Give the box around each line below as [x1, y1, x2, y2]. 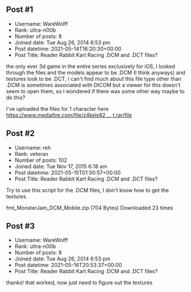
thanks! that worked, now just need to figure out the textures [6, 279, 153, 286]
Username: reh [14, 144, 51, 151]
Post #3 [6, 221, 35, 231]
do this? [6, 94, 25, 101]
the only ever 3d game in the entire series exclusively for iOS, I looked [6, 63, 175, 70]
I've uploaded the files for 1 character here [6, 105, 109, 112]
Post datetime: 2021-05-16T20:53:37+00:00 [14, 262, 122, 269]
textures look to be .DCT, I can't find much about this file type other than [6, 75, 182, 82]
